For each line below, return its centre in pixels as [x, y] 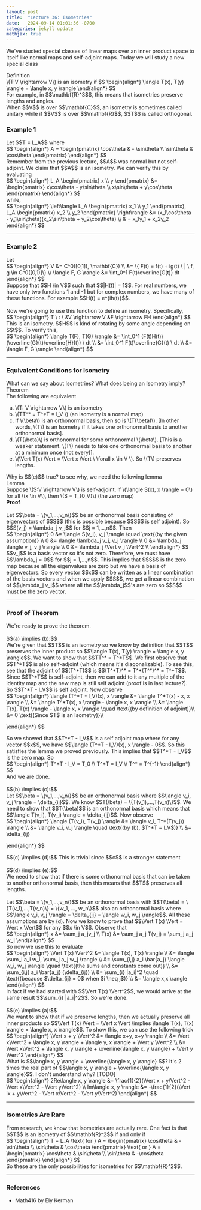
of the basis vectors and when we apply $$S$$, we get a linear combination [100, 579]
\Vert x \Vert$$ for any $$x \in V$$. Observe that [66, 928]
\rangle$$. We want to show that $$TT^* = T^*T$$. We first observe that [97, 658]
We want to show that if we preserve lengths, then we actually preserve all [98, 1017]
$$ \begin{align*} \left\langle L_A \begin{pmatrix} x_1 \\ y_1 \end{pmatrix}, [96, 206]
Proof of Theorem [32, 613]
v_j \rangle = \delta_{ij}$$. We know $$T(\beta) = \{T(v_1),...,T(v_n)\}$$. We [99, 802]
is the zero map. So [30, 758]
